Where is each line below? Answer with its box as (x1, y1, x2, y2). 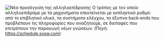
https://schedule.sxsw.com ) (5, 31, 61, 36)
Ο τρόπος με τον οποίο (92, 5, 139, 10)
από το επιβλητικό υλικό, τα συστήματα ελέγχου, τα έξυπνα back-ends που (5, 15, 159, 20)
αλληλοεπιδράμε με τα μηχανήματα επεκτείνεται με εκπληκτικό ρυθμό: (5, 10, 151, 16)
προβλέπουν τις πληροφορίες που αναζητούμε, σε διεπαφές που (5, 20, 138, 26)
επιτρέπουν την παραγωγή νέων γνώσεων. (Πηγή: (5, 25, 108, 31)
